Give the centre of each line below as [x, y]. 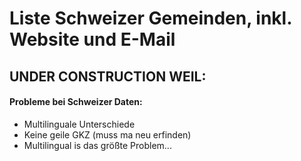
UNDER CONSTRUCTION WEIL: [108, 76]
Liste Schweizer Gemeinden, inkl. [150, 18]
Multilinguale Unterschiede [79, 124]
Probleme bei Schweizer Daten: [76, 102]
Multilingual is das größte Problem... [97, 145]
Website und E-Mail [92, 39]
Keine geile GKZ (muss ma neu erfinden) [107, 134]
